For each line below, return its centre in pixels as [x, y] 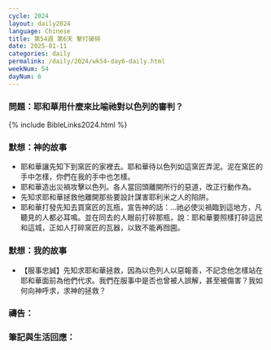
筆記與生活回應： [42, 337]
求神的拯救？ [85, 291]
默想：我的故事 [38, 251]
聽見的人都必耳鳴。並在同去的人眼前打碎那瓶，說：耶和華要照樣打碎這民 [141, 217]
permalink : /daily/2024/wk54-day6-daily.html [87, 62]
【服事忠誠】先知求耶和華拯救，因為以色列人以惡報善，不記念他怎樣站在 [141, 270]
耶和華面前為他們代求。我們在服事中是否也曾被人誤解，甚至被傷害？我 [138, 280]
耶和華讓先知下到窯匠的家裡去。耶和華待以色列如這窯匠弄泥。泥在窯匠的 [141, 167]
